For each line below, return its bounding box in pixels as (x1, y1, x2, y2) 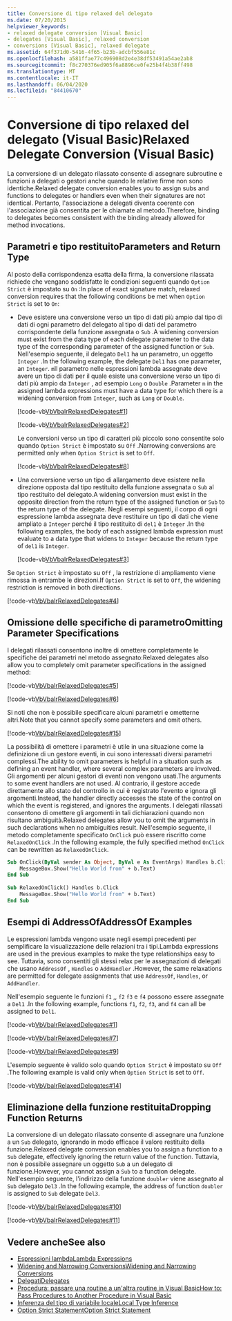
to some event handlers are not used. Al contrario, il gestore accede (7, 779, 201, 787)
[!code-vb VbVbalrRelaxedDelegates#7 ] (7, 1034, 119, 1042)
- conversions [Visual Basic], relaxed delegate (7, 42, 150, 49)
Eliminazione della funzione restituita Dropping (7, 1102, 212, 1113)
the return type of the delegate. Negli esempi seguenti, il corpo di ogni (17, 504, 217, 513)
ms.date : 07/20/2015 (7, 17, 67, 24)
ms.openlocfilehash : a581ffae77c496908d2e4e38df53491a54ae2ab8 (7, 55, 193, 62)
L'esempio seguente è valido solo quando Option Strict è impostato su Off (7, 1060, 222, 1069)
